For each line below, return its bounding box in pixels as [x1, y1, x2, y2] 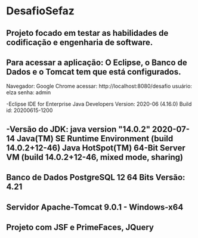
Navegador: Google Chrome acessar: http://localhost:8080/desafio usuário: [6, 82, 193, 90]
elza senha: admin [6, 89, 51, 96]
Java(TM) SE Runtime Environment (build [17, 133, 174, 144]
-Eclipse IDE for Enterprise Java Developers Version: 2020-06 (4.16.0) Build [6, 100, 192, 108]
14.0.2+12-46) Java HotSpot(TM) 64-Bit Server [6, 143, 186, 153]
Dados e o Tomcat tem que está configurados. [6, 67, 181, 77]
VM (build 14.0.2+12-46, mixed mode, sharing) [6, 152, 184, 162]
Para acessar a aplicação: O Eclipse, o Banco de [6, 57, 188, 67]
